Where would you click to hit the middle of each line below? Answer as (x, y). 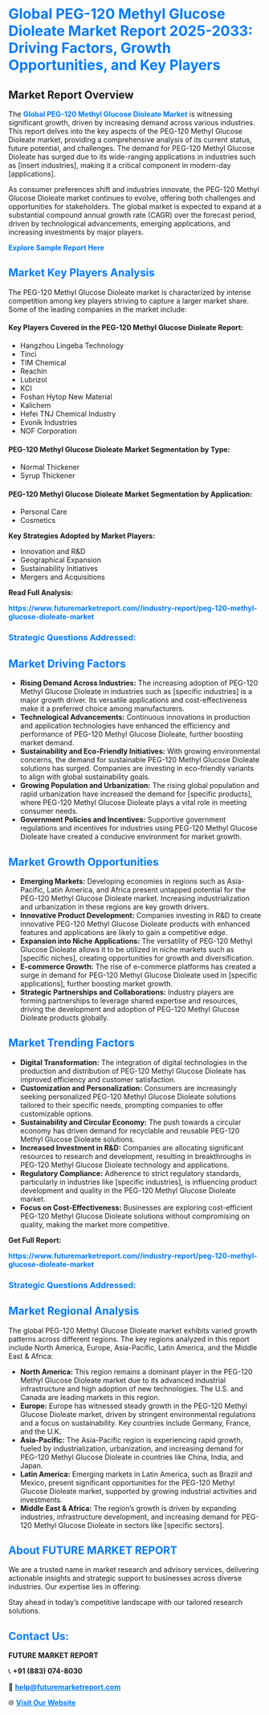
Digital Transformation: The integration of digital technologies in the (133, 1062)
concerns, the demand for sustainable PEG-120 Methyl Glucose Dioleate (139, 760)
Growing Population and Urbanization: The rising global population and (139, 786)
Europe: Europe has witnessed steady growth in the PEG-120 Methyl (133, 1406)
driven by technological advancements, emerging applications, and (120, 223)
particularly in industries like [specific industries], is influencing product (139, 1182)
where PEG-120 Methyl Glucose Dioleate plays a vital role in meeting (133, 802)
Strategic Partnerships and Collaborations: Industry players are (127, 992)
